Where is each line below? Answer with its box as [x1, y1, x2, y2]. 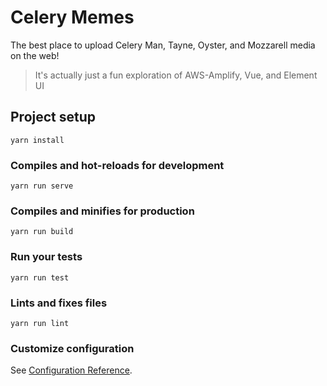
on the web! [10, 49, 60, 61]
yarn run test [10, 272, 70, 283]
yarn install [10, 135, 65, 145]
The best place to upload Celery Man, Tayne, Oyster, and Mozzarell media [10, 39, 316, 51]
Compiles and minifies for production [10, 204, 195, 218]
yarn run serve [10, 181, 74, 191]
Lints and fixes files [10, 296, 108, 310]
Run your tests [10, 250, 83, 264]
